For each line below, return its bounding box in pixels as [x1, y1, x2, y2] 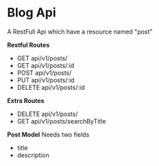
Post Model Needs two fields [7, 130, 90, 139]
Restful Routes [7, 40, 50, 49]
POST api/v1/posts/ [16, 69, 72, 77]
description [16, 151, 49, 159]
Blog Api [7, 5, 56, 21]
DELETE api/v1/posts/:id [16, 83, 85, 91]
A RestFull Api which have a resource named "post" [7, 27, 153, 36]
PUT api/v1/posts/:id [16, 75, 75, 84]
